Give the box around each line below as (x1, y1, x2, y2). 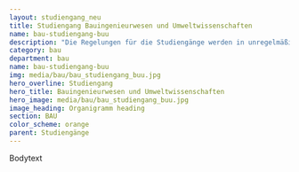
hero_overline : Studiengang (9, 79, 114, 88)
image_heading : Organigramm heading (9, 104, 145, 113)
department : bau (9, 54, 69, 63)
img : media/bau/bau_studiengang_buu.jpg (9, 71, 162, 80)
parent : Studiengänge (9, 129, 90, 137)
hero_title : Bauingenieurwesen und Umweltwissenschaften (9, 87, 225, 96)
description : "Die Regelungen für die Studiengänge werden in (9, 37, 245, 47)
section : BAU (9, 112, 58, 121)
